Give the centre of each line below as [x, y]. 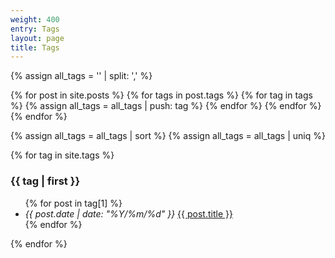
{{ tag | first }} [45, 181]
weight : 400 [35, 19]
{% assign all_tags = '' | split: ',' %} [81, 76]
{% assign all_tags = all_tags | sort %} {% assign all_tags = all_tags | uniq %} [168, 136]
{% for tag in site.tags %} [62, 155]
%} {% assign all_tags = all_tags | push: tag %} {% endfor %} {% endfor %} [166, 106]
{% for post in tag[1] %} [73, 203]
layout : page [37, 38]
